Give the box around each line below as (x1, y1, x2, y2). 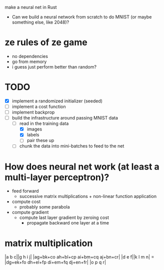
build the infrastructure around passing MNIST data (11, 115, 118, 121)
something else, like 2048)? (11, 19, 69, 25)
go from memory (11, 58, 47, 64)
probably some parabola (19, 204, 70, 210)
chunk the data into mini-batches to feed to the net (19, 143, 124, 149)
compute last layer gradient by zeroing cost (19, 214, 109, 220)
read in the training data (19, 120, 69, 126)
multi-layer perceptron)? (4, 171, 109, 183)
